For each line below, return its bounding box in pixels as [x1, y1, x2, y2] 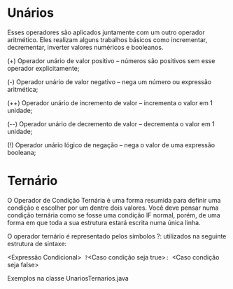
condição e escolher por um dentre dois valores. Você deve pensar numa [7, 203, 219, 212]
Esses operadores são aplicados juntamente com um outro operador [7, 28, 205, 36]
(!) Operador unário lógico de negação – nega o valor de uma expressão [7, 140, 216, 149]
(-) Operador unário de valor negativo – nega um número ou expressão [7, 77, 212, 86]
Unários [7, 5, 55, 21]
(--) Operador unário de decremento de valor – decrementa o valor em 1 [7, 119, 215, 128]
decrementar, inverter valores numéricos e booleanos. [7, 43, 164, 51]
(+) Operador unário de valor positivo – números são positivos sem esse [7, 56, 216, 65]
